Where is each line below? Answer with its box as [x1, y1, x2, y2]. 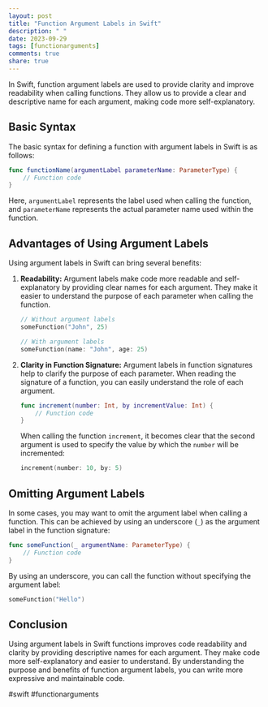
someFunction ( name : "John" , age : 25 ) [19, 345, 149, 353]
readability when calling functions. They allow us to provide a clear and [8, 88, 247, 97]
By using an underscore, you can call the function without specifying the [8, 571, 252, 580]
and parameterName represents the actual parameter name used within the [8, 205, 254, 214]
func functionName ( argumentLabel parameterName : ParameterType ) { [8, 166, 238, 175]
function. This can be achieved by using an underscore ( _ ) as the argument [8, 516, 260, 526]
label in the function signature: [8, 525, 110, 535]
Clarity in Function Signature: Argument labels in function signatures [19, 360, 253, 369]
